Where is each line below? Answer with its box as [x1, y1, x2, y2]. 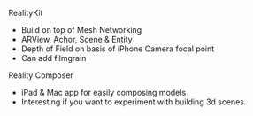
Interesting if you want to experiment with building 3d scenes [20, 97, 245, 107]
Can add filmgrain [20, 53, 87, 63]
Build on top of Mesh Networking [20, 25, 142, 35]
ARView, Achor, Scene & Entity [20, 35, 134, 44]
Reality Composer [8, 70, 74, 81]
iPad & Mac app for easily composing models [20, 88, 187, 97]
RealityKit [8, 8, 43, 18]
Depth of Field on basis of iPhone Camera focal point [20, 43, 215, 54]
